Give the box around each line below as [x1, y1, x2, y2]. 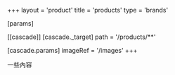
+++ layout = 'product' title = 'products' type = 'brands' [7, 6, 169, 14]
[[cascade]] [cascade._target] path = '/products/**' [7, 33, 156, 41]
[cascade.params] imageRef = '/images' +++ [7, 47, 138, 54]
